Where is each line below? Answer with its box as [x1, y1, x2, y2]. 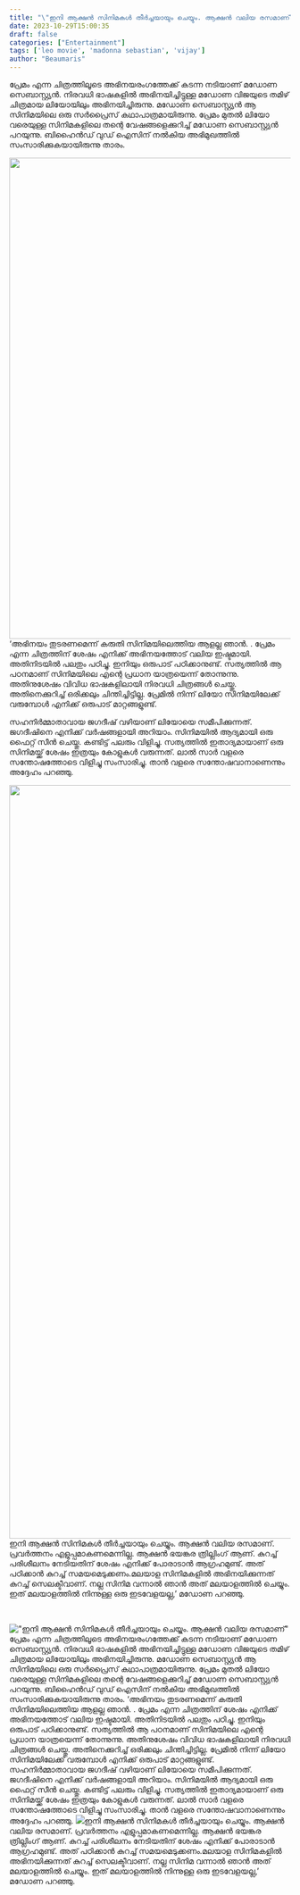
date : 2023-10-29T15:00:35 [9, 21, 110, 30]
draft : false [9, 29, 58, 38]
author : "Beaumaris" [9, 54, 87, 63]
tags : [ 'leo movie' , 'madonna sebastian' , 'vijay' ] [9, 46, 205, 55]
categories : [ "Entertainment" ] [9, 38, 126, 47]
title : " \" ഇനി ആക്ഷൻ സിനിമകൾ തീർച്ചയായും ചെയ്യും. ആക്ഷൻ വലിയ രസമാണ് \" [9, 13, 298, 22]
